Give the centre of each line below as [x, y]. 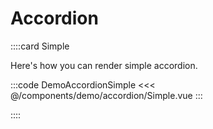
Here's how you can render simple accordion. [104, 65]
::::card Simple [40, 46]
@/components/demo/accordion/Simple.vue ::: [106, 95]
